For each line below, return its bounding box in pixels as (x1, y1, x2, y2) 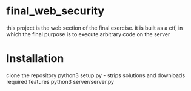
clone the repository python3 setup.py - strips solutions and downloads (6, 71, 186, 79)
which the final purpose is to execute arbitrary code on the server (6, 30, 170, 37)
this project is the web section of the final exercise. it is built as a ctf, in (6, 24, 183, 31)
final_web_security (6, 4, 105, 18)
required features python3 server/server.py (6, 78, 114, 85)
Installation (6, 52, 64, 66)
